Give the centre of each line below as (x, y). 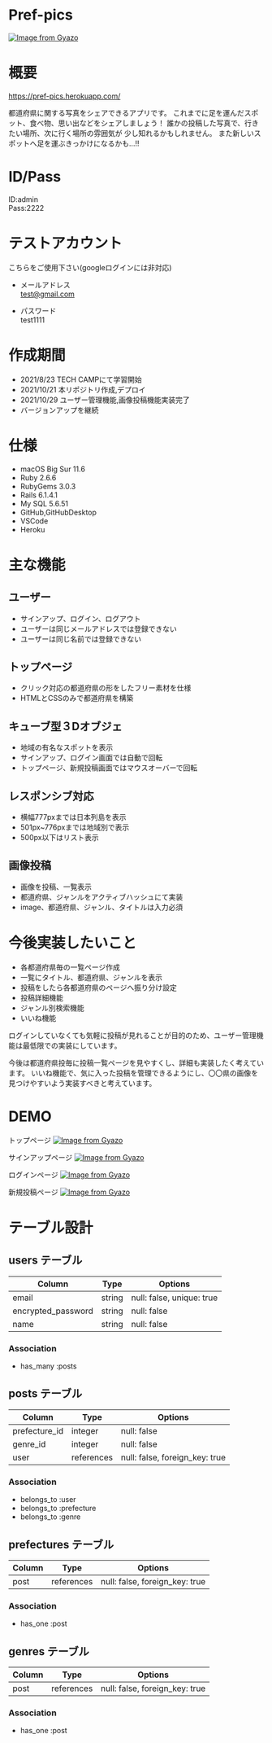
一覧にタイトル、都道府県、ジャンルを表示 (91, 977)
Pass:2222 (26, 208)
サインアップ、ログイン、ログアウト (80, 618)
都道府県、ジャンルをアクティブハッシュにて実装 (101, 896)
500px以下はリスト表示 (59, 838)
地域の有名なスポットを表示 (67, 747)
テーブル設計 (51, 1228)
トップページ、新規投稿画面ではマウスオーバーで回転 (109, 768)
